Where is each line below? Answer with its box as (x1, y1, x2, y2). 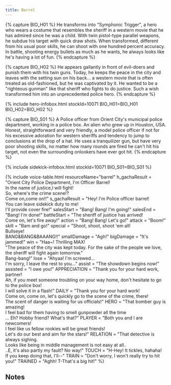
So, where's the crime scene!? (5, 190, 69, 196)
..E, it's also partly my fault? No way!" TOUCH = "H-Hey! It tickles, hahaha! (5, 347, 162, 353)
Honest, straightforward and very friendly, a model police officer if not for (5, 127, 160, 133)
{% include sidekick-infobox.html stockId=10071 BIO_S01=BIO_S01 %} (5, 164, 152, 170)
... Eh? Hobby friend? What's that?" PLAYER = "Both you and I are (5, 315, 143, 321)
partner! (5, 271, 22, 277)
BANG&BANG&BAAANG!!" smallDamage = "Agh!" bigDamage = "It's (5, 233, 149, 240)
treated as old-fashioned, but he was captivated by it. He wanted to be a (5, 80, 158, 86)
